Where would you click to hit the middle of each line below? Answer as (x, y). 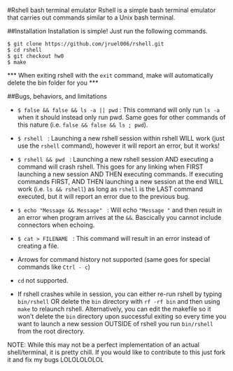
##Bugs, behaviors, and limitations (57, 96)
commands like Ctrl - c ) (54, 267)
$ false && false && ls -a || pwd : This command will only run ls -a (119, 110)
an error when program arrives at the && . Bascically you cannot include (119, 217)
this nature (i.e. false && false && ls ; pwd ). (83, 125)
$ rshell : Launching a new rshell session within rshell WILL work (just (121, 138)
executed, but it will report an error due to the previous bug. (104, 196)
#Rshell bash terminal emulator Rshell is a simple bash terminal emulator (112, 10)
